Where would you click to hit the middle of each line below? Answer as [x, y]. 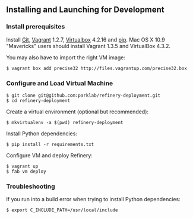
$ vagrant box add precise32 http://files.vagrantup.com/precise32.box [96, 68]
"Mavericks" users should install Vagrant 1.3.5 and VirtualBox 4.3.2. [88, 46]
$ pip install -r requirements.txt [50, 144]
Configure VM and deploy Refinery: [50, 155]
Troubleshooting [31, 186]
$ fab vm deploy [26, 172]
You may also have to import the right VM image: [66, 57]
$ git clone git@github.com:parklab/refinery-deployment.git [83, 95]
